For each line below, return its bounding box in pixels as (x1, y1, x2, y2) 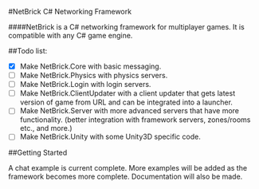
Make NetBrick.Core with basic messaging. (19, 61, 162, 71)
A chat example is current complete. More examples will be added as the (8, 163, 248, 173)
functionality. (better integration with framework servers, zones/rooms (19, 115, 251, 124)
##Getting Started (8, 148, 68, 158)
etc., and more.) (19, 124, 73, 133)
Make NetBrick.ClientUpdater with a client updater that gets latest (19, 89, 236, 98)
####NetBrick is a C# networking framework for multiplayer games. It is (8, 22, 245, 31)
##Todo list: (8, 46, 48, 55)
